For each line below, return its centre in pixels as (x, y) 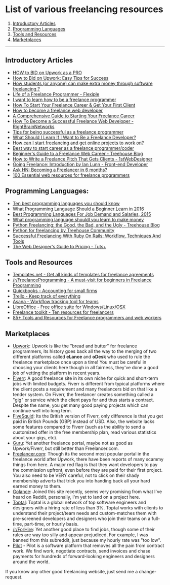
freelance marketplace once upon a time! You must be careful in (79, 362)
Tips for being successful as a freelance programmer (68, 132)
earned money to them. (37, 486)
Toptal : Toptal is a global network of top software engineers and (79, 502)
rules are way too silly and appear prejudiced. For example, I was (80, 535)
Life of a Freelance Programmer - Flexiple (56, 94)
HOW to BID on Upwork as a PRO (47, 73)
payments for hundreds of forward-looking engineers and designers (84, 557)
